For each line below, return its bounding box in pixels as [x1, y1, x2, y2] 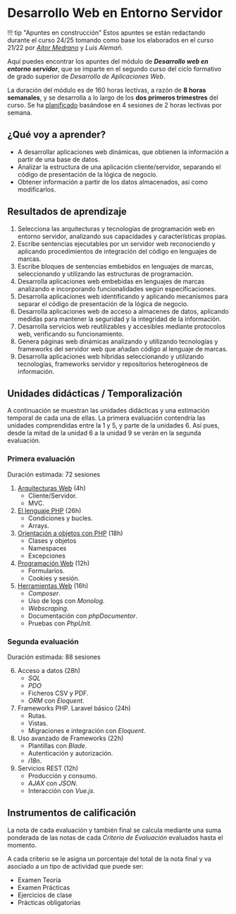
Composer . [27, 589, 61, 597]
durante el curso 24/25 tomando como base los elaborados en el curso [7, 35, 214, 44]
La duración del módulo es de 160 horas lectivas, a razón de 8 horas [7, 86, 206, 94]
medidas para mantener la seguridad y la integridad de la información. [17, 315, 222, 323]
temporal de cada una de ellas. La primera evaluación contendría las [7, 414, 206, 422]
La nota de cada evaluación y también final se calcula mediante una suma [7, 826, 222, 834]
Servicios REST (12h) [17, 763, 79, 772]
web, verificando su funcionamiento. [17, 329, 125, 338]
